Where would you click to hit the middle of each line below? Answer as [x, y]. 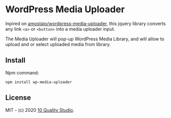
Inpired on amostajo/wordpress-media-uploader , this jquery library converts [85, 23]
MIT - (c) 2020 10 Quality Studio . [40, 110]
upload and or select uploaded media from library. [58, 44]
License [18, 98]
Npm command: [22, 73]
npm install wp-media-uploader [39, 82]
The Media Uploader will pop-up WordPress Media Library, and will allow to [85, 39]
